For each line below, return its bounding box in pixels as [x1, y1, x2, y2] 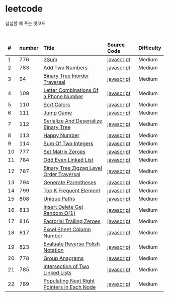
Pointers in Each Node [43, 283, 96, 290]
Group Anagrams [43, 254, 84, 261]
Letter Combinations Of [43, 86, 99, 93]
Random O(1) [43, 209, 75, 216]
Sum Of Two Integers [43, 140, 94, 147]
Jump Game [43, 109, 72, 116]
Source [107, 41, 125, 48]
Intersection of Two [43, 263, 90, 270]
